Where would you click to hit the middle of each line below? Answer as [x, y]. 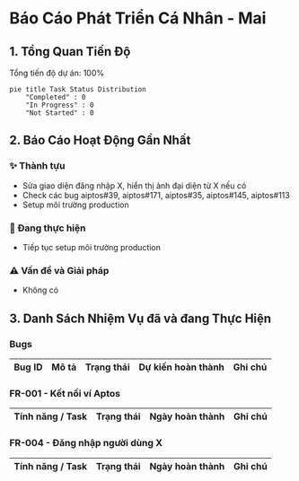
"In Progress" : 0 [60, 105]
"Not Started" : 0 [60, 113]
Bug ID [28, 367]
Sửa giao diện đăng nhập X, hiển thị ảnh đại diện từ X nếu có [134, 185]
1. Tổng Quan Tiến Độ [70, 52]
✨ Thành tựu [37, 166]
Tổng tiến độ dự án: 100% [57, 73]
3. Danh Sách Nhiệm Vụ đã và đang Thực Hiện [141, 318]
